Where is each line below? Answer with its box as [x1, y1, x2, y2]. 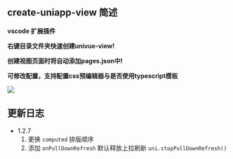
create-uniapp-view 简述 [7, 6, 118, 19]
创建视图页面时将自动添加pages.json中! [7, 56, 123, 65]
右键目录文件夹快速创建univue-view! [7, 42, 115, 50]
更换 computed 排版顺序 [27, 134, 94, 143]
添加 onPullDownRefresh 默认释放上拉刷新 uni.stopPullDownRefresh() [27, 144, 227, 152]
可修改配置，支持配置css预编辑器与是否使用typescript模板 [7, 71, 178, 79]
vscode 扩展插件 [7, 27, 56, 35]
